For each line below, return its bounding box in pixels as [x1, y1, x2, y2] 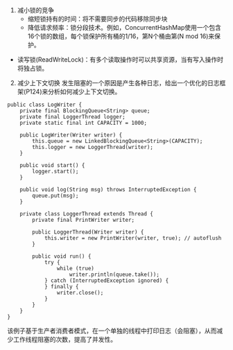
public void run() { [32, 253, 92, 260]
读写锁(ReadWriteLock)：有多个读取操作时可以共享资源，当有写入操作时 [17, 55, 224, 64]
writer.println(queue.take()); [69, 271, 159, 278]
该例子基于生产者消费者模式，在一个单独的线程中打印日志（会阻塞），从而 [7, 326, 217, 335]
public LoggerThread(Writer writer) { [32, 229, 144, 236]
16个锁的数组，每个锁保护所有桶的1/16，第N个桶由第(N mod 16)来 [27, 32, 215, 40]
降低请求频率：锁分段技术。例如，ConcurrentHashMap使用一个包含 [27, 24, 222, 31]
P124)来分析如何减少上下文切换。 [25, 87, 121, 96]
